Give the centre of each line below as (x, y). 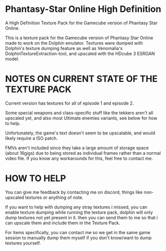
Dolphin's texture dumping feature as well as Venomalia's (64, 48)
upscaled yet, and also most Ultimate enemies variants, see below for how (81, 118)
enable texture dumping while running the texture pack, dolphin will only (79, 212)
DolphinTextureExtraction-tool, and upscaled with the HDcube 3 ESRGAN (80, 54)
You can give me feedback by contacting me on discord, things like (74, 192)
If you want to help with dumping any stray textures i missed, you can (76, 207)
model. (12, 59)
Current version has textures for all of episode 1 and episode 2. (70, 103)
